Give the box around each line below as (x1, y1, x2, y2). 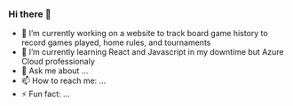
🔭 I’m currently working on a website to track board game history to (20, 28, 268, 39)
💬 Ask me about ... (20, 65, 89, 76)
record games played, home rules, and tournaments (20, 37, 211, 48)
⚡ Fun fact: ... (20, 88, 70, 100)
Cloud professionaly (20, 57, 95, 67)
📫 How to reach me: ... (20, 75, 107, 87)
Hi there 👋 (8, 8, 52, 20)
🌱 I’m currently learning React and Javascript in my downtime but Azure (20, 47, 285, 57)
